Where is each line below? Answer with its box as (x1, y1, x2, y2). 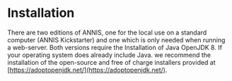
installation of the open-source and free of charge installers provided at (7, 58, 216, 66)
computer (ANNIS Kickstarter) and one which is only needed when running (7, 35, 226, 44)
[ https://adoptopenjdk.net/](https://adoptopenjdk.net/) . (7, 66, 168, 74)
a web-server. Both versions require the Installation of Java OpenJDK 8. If (7, 43, 223, 51)
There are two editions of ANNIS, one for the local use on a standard (7, 28, 207, 37)
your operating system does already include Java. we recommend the (7, 51, 211, 59)
